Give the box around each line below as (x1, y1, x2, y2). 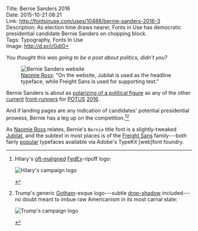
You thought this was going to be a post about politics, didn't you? (6, 54, 168, 61)
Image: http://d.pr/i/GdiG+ (6, 42, 70, 49)
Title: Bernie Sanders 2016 (6, 5, 71, 12)
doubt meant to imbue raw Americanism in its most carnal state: (22, 196, 178, 203)
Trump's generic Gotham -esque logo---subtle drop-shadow (14, 189, 161, 196)
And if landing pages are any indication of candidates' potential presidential (6, 107, 190, 114)
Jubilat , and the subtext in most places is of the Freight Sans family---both (6, 132, 187, 139)
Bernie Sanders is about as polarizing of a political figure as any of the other (6, 90, 191, 96)
